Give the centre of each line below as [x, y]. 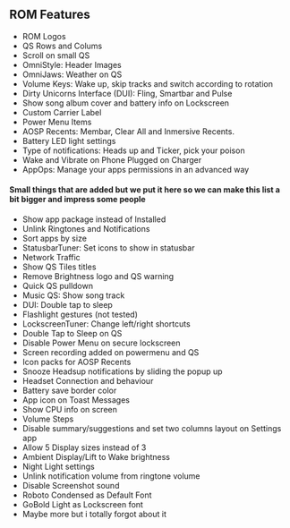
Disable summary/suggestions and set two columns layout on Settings [152, 429]
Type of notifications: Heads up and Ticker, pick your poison [133, 150]
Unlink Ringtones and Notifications [86, 229]
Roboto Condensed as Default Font [87, 495]
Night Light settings [59, 467]
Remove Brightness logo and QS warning [98, 277]
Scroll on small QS [56, 55]
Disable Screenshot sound [71, 486]
